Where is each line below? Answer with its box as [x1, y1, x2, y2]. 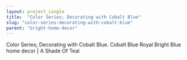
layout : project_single [6, 8, 65, 15]
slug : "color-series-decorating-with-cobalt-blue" [6, 19, 133, 25]
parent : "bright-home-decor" [6, 25, 78, 31]
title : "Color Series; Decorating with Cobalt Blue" [6, 14, 142, 20]
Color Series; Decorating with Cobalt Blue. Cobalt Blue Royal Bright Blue [6, 41, 182, 48]
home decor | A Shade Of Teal [6, 48, 80, 55]
